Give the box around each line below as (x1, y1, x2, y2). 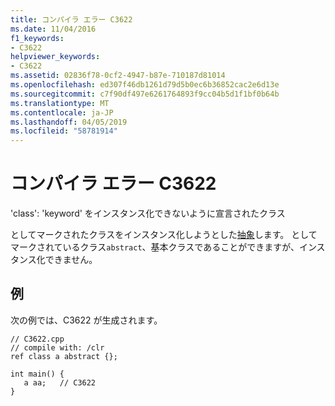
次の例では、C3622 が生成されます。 (10, 314, 163, 326)
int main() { (10, 369, 65, 379)
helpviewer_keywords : (10, 52, 101, 62)
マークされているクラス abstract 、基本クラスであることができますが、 (10, 241, 300, 253)
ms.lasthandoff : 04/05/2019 (10, 117, 128, 127)
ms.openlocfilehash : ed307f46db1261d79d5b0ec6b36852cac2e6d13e (10, 80, 280, 90)
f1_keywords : (10, 33, 65, 43)
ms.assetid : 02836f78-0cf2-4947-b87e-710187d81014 (10, 71, 226, 81)
